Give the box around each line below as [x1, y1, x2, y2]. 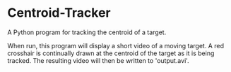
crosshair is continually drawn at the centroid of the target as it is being [7, 49, 215, 57]
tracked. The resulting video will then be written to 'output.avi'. [7, 56, 189, 64]
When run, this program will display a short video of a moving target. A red [7, 41, 225, 50]
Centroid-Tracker [7, 5, 111, 21]
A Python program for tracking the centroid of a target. [7, 28, 167, 36]
